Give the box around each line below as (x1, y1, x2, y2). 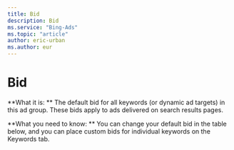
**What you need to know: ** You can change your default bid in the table (7, 119, 227, 128)
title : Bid (7, 10, 40, 18)
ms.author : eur (7, 44, 53, 51)
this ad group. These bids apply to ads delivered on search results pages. (7, 105, 223, 114)
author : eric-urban (7, 37, 66, 44)
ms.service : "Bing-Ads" (7, 24, 78, 31)
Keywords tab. (7, 134, 50, 143)
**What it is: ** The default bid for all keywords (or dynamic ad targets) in (7, 98, 225, 106)
